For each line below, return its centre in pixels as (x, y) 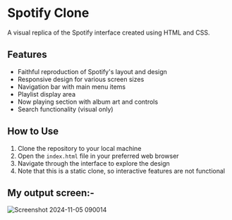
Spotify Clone (48, 13)
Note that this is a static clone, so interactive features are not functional (121, 171)
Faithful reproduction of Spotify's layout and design (92, 71)
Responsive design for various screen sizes (81, 79)
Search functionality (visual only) (66, 109)
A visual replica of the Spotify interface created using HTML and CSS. (109, 32)
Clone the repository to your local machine (79, 148)
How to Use (33, 132)
